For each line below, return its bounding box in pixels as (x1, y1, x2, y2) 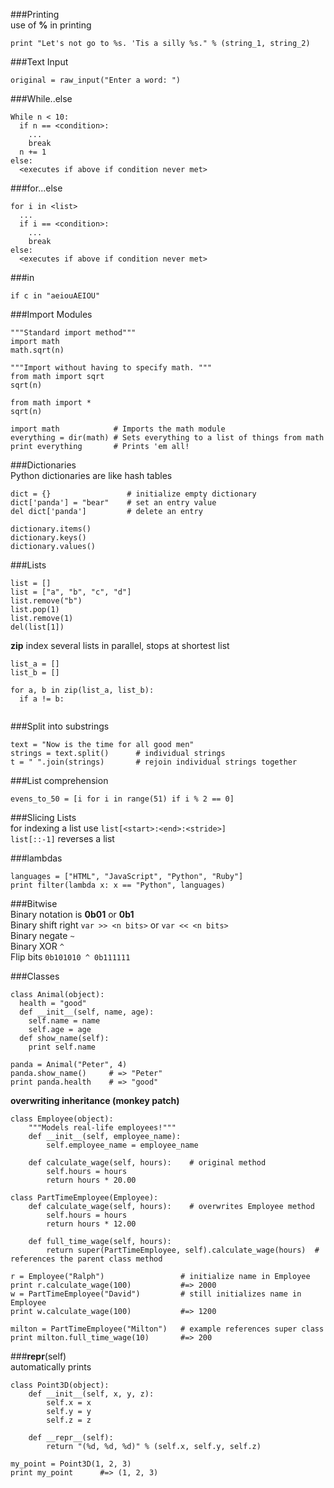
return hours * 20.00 (46, 1175, 137, 1185)
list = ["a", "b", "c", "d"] (10, 587, 132, 597)
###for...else (10, 182, 63, 194)
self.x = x (46, 1398, 92, 1408)
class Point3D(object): (10, 1380, 110, 1390)
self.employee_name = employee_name (46, 1140, 199, 1150)
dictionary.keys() (10, 533, 87, 543)
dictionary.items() (10, 524, 92, 534)
